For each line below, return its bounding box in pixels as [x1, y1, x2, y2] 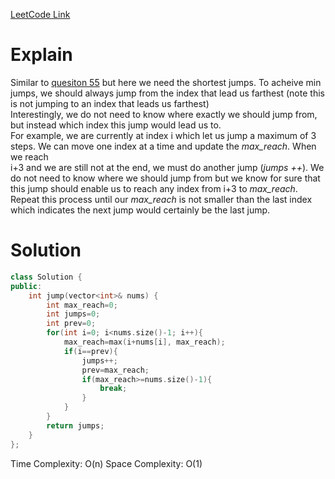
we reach [10, 150, 49, 163]
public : [10, 281, 43, 291]
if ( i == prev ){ [63, 346, 118, 356]
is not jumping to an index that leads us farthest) [10, 97, 210, 109]
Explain [10, 44, 73, 66]
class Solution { [10, 272, 83, 282]
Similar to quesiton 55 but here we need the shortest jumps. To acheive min [10, 76, 322, 88]
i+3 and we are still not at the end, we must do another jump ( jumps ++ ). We [10, 161, 325, 173]
